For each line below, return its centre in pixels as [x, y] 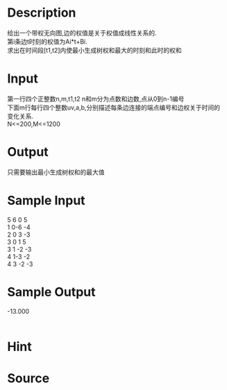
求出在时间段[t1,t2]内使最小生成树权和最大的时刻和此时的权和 [94, 50]
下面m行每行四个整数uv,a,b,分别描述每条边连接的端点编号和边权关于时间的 [114, 107]
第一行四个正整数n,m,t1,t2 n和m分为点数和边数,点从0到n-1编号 [96, 99]
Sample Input [46, 201]
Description [42, 13]
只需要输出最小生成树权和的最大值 [56, 172]
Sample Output [51, 292]
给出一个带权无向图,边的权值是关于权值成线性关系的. [82, 33]
